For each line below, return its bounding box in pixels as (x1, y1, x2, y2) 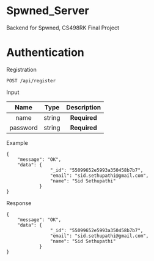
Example (6, 139, 29, 146)
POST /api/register (6, 77, 56, 84)
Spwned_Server (6, 4, 90, 18)
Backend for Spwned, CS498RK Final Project (6, 24, 120, 31)
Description (66, 103, 101, 111)
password (9, 123, 38, 132)
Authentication (6, 45, 84, 60)
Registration (6, 66, 37, 73)
